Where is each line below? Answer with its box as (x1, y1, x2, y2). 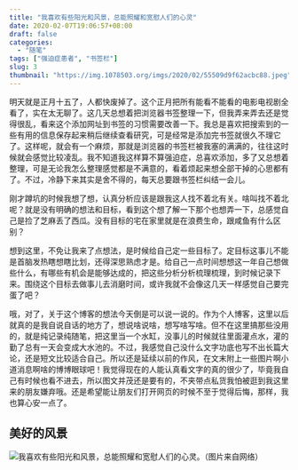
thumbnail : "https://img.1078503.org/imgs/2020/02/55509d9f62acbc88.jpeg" (9, 71, 292, 80)
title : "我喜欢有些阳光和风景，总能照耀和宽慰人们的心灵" (9, 12, 197, 22)
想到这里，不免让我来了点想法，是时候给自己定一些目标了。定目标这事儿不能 (9, 245, 289, 256)
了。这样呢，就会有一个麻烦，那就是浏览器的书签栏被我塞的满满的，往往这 (9, 140, 281, 151)
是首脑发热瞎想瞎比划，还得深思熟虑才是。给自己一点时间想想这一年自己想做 (9, 256, 289, 267)
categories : (9, 37, 53, 47)
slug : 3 (9, 63, 38, 72)
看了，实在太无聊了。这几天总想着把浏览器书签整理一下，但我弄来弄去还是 (9, 108, 281, 118)
